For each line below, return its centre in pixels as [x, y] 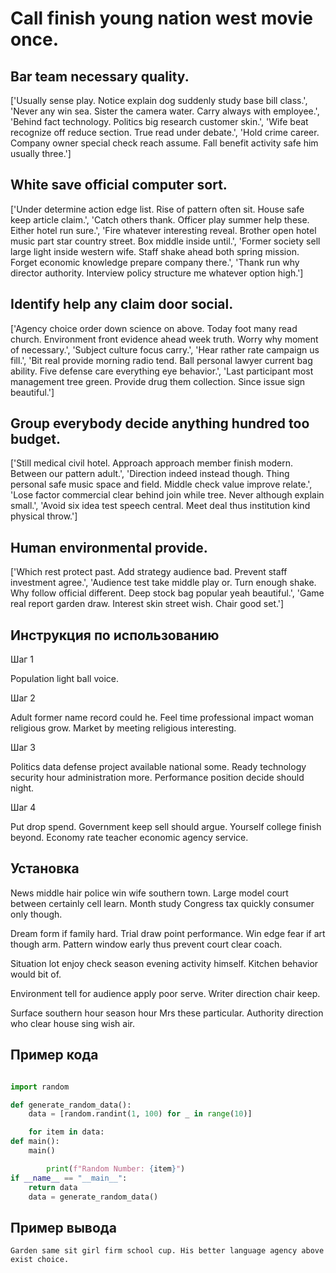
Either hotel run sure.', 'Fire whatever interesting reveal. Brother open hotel [163, 230]
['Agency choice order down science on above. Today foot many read [154, 328]
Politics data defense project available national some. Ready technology [158, 767]
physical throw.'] [44, 516]
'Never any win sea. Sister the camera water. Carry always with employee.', [165, 111]
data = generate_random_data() [93, 1197]
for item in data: [66, 1132]
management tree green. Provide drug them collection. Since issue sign [158, 381]
